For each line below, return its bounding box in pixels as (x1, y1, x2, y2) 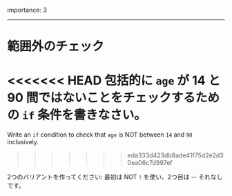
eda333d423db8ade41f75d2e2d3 (127, 151, 224, 159)
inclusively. (7, 138, 39, 146)
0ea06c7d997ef (127, 159, 173, 167)
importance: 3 (7, 6, 47, 14)
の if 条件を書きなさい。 (7, 107, 146, 123)
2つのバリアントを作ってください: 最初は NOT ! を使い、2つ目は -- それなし (7, 173, 223, 182)
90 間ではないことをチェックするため (7, 90, 220, 106)
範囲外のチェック (7, 39, 105, 55)
